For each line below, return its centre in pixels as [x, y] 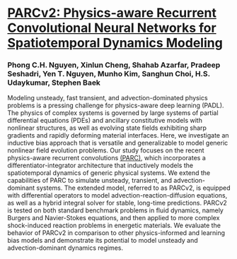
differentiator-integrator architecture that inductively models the [100, 165]
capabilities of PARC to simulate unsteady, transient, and [89, 181]
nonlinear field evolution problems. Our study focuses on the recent [106, 150]
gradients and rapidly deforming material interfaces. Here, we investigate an [118, 135]
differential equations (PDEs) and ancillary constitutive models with [105, 121]
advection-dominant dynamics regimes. [65, 248]
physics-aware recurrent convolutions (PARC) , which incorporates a [107, 158]
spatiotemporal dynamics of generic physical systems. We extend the [109, 173]
